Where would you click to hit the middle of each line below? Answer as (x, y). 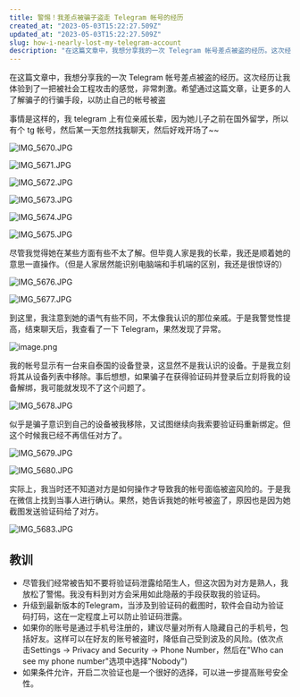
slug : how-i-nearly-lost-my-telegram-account (95, 42)
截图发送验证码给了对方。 (56, 512)
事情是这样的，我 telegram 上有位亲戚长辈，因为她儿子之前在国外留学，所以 (149, 119)
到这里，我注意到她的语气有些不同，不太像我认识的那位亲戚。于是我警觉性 (146, 318)
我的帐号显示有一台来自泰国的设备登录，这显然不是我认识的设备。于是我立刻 (150, 365)
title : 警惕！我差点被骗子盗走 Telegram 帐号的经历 (96, 17)
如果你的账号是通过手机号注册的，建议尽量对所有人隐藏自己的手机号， (151, 627)
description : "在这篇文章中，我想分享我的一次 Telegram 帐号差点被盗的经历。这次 (147, 51)
